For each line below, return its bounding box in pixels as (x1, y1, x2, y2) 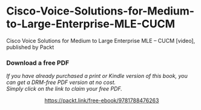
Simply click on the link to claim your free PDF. (6, 85, 123, 92)
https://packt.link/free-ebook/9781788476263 (44, 97, 159, 104)
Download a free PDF (6, 59, 70, 67)
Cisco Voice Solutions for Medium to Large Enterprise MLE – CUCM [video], (6, 37, 196, 44)
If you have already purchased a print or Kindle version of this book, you (6, 73, 188, 80)
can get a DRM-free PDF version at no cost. (6, 79, 116, 86)
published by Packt (6, 44, 54, 51)
